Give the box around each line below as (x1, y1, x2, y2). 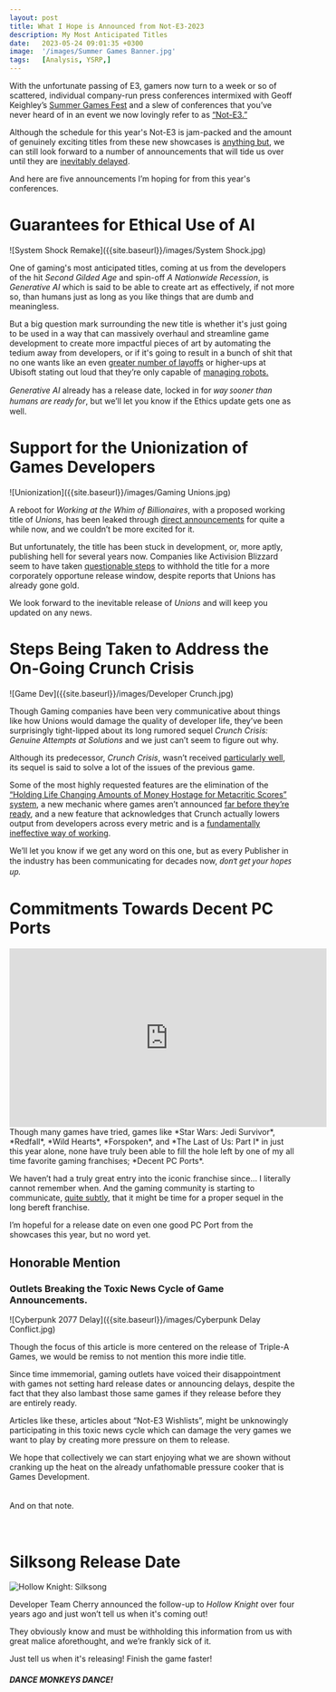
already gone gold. (9, 580, 80, 591)
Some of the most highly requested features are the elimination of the (9, 779, 269, 790)
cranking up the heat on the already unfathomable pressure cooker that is (9, 1462, 284, 1472)
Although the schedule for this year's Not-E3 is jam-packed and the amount (9, 127, 293, 137)
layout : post (9, 13, 59, 23)
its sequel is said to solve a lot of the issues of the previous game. (9, 761, 255, 772)
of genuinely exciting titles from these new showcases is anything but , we (9, 137, 285, 147)
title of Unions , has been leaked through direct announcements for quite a (9, 513, 285, 524)
